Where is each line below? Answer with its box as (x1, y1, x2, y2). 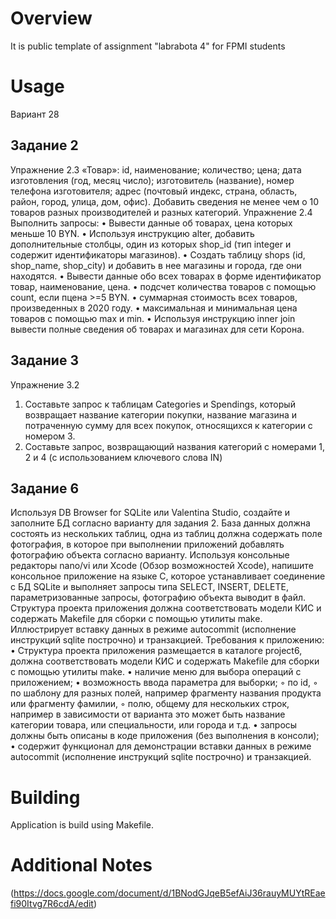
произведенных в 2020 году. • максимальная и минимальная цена (10, 302, 298, 314)
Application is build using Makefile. (10, 819, 155, 831)
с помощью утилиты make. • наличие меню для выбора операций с (10, 666, 302, 678)
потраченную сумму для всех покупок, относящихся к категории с (24, 419, 313, 431)
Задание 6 (10, 480, 80, 497)
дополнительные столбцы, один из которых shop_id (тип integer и (10, 238, 292, 250)
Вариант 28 (10, 108, 60, 120)
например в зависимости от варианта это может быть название (10, 708, 286, 721)
